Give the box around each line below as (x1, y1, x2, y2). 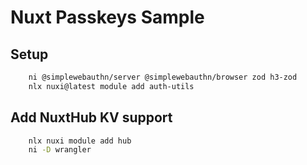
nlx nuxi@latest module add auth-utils (28, 81, 195, 91)
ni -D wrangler (28, 145, 92, 155)
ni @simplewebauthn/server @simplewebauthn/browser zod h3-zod (28, 72, 298, 82)
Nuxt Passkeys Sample (10, 6, 205, 29)
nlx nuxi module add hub (28, 136, 132, 146)
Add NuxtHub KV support (10, 109, 173, 126)
